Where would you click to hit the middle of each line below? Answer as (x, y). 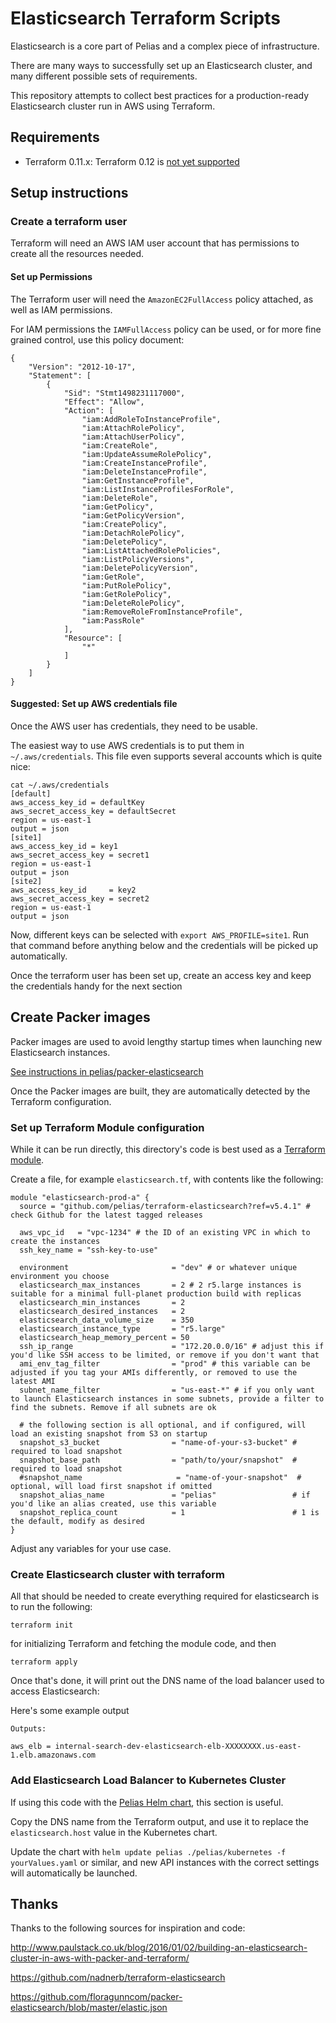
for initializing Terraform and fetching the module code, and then (143, 1644)
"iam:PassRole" (113, 620)
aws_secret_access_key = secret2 (80, 898)
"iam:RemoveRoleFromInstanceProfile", (162, 612)
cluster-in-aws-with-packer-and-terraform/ (100, 1958)
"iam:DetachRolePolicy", (133, 533)
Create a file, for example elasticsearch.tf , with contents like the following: (167, 1179)
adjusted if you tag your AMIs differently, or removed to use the (154, 1372)
